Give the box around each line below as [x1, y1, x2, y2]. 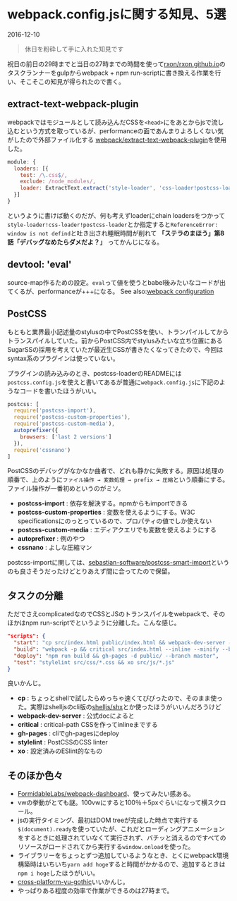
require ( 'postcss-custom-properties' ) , [13, 414, 131, 421]
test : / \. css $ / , [20, 171, 68, 178]
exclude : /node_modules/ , [20, 178, 97, 185]
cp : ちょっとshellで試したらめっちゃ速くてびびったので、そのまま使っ [17, 694, 224, 702]
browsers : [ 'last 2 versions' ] [20, 433, 112, 441]
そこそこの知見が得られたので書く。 [19, 77, 125, 85]
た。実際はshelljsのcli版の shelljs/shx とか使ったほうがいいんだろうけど [17, 703, 221, 711]
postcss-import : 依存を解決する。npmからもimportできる [17, 499, 188, 508]
